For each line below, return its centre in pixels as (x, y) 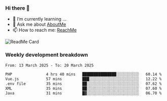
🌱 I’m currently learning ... (39, 19)
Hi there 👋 (18, 8)
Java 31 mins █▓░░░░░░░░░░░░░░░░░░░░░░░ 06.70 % (83, 93)
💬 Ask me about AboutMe (39, 24)
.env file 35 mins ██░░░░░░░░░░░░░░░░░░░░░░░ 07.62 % (83, 84)
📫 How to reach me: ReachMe (45, 30)
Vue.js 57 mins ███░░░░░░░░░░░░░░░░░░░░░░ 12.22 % (83, 79)
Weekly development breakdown (47, 55)
